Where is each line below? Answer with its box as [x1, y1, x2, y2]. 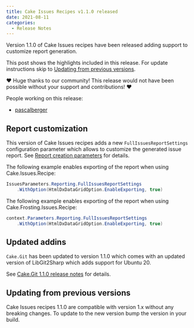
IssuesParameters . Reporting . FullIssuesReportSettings [6, 181, 142, 187]
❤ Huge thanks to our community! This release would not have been [6, 77, 174, 84]
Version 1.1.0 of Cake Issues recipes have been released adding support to [6, 42, 188, 49]
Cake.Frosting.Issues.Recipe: [6, 203, 77, 211]
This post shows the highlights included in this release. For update [6, 59, 168, 66]
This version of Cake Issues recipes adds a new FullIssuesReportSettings [6, 139, 188, 147]
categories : [6, 20, 36, 26]
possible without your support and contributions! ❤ [6, 84, 132, 91]
